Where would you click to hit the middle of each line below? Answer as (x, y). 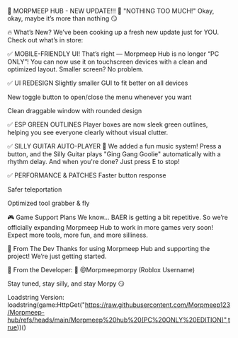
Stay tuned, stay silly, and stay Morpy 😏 (66, 284)
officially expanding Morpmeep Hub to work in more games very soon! (110, 227)
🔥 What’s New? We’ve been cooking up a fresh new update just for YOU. (113, 32)
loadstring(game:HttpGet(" (46, 305)
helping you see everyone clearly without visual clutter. (88, 132)
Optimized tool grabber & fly (49, 203)
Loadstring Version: (36, 297)
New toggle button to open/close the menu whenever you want (100, 97)
